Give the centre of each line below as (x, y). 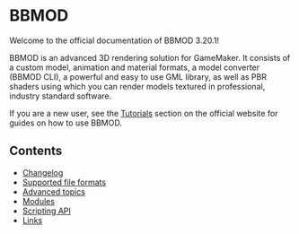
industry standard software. (61, 96)
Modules (39, 201)
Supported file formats (64, 182)
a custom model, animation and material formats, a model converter (135, 67)
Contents (36, 151)
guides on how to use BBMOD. (66, 123)
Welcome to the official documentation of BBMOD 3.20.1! (114, 40)
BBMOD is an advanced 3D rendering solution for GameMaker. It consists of (150, 57)
